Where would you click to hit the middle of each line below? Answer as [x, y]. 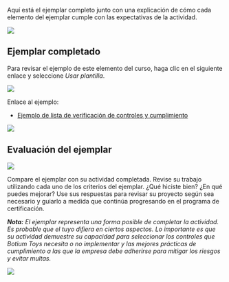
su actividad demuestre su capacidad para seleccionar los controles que [111, 236]
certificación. [26, 208]
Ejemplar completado [54, 52]
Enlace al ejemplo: [33, 102]
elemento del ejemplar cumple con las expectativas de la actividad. [102, 17]
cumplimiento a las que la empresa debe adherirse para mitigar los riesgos [114, 251]
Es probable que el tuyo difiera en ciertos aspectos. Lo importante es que [111, 229]
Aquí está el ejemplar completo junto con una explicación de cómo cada [109, 10]
